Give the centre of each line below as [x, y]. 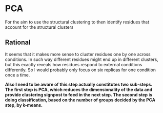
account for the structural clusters [39, 27]
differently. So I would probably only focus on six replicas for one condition [81, 70]
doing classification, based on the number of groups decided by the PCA [80, 100]
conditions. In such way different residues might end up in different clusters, [82, 59]
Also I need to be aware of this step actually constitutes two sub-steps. [79, 84]
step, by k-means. [24, 105]
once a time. [18, 75]
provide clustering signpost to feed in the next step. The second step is [79, 94]
